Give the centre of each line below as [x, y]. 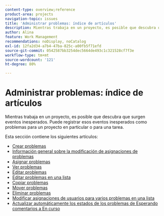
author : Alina [20, 32]
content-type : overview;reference [40, 10]
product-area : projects [29, 14]
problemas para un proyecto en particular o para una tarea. [65, 127]
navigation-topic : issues [31, 19]
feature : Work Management [31, 37]
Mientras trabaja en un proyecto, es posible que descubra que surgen [75, 117]
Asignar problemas [31, 162]
